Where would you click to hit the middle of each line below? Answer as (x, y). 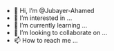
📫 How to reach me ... (46, 40)
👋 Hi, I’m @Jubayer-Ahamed (54, 11)
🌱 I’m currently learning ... (50, 25)
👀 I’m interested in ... (43, 18)
